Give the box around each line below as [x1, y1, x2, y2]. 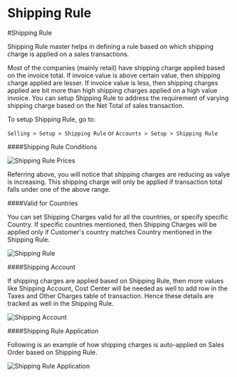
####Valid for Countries [7, 199, 78, 207]
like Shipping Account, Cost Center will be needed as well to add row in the [7, 284, 228, 293]
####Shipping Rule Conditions [7, 142, 98, 151]
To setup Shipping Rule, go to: [7, 115, 96, 124]
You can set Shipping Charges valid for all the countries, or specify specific [7, 212, 228, 221]
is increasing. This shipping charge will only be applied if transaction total [7, 177, 223, 186]
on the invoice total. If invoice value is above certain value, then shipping [7, 71, 221, 80]
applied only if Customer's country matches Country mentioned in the [7, 227, 212, 236]
